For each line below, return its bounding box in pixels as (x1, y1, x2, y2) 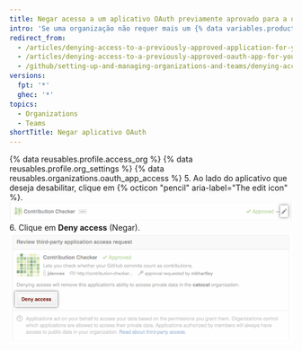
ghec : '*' (17, 90, 54, 99)
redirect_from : (9, 33, 67, 42)
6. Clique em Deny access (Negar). (9, 222, 141, 233)
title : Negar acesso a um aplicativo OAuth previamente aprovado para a (9, 14, 288, 23)
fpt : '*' (17, 81, 50, 90)
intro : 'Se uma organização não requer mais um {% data (9, 23, 223, 33)
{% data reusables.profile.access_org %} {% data (9, 154, 193, 165)
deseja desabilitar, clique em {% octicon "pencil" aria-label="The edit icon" (9, 182, 289, 193)
